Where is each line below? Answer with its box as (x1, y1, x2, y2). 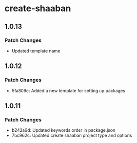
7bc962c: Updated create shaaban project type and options (11, 132, 132, 139)
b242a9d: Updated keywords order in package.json (11, 127, 116, 133)
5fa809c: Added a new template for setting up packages (11, 88, 125, 93)
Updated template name (11, 48, 60, 54)
